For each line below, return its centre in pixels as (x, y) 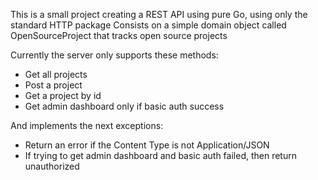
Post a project (53, 85)
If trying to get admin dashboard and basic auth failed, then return (160, 155)
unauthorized (52, 166)
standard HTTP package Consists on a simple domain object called (148, 25)
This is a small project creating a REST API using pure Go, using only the (159, 14)
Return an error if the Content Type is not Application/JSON (147, 145)
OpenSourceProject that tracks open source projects (119, 35)
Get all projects (56, 74)
